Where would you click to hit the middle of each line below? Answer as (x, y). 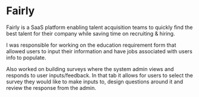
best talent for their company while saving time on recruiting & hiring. (91, 33)
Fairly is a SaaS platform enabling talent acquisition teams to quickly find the (99, 27)
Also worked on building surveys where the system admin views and (90, 69)
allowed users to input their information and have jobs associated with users (99, 51)
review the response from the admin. (51, 88)
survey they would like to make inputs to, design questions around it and (95, 82)
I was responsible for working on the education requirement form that (91, 45)
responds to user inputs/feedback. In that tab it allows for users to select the (99, 75)
